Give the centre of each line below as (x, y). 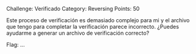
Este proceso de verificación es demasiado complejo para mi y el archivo (98, 20)
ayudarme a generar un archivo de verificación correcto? (78, 33)
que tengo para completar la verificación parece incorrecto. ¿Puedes (93, 27)
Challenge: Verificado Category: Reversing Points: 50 (73, 9)
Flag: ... (16, 45)
